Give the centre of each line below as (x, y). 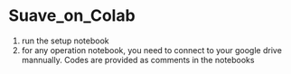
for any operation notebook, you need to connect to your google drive (151, 50)
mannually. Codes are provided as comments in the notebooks (138, 60)
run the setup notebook (65, 41)
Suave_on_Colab (72, 16)
